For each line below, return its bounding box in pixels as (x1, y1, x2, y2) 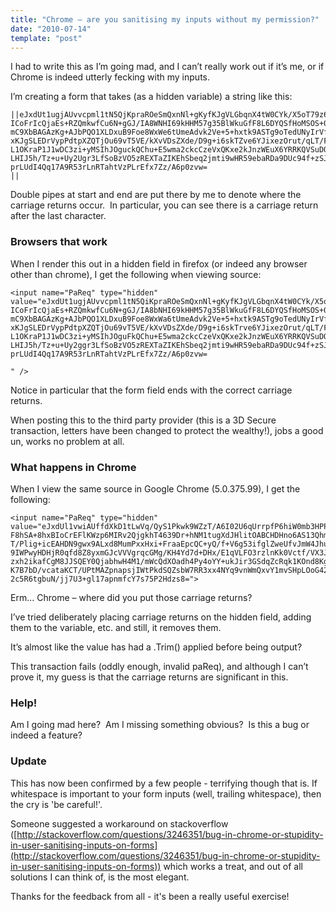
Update (10, 754, 47, 768)
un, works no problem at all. (10, 435, 125, 447)
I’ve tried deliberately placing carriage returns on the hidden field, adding (10, 611, 312, 623)
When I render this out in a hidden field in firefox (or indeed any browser (10, 257, 308, 270)
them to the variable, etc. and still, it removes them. (10, 621, 222, 633)
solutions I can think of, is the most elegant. (10, 871, 190, 883)
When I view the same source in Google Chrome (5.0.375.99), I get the (10, 482, 301, 495)
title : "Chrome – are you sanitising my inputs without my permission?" (10, 14, 320, 25)
